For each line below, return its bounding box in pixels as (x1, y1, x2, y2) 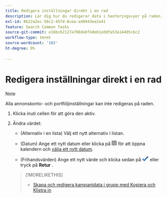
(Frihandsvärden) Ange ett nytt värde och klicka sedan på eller (20, 156, 159, 162)
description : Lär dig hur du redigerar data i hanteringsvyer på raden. (5, 13, 163, 19)
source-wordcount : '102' (5, 41, 58, 46)
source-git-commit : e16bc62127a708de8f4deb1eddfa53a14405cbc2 (5, 30, 140, 35)
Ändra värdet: (12, 120, 42, 126)
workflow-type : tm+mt (5, 35, 51, 40)
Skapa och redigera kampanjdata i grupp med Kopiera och (33, 181, 156, 188)
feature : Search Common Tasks (5, 24, 70, 30)
